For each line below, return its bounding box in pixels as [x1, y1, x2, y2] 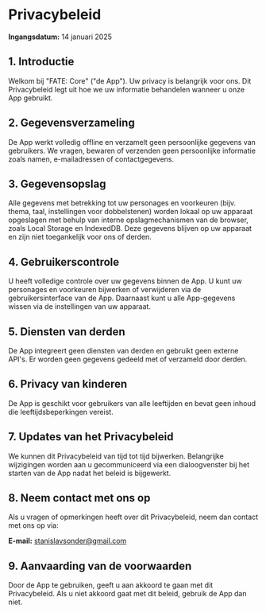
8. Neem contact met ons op [8, 491, 151, 505]
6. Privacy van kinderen [8, 377, 128, 391]
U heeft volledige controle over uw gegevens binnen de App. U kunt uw [8, 276, 242, 286]
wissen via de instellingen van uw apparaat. [8, 302, 151, 311]
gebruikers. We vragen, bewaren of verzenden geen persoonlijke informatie [8, 146, 256, 155]
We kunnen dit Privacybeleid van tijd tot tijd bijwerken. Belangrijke [8, 451, 224, 461]
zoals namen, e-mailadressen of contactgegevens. [8, 154, 175, 164]
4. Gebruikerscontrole [8, 255, 120, 268]
